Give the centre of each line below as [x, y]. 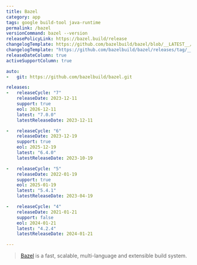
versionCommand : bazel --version [47, 33]
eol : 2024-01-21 [37, 223]
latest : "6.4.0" [37, 153]
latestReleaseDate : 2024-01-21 [55, 234]
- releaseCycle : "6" [34, 131]
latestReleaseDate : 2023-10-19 [55, 158]
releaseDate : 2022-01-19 [47, 174]
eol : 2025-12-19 [37, 147]
